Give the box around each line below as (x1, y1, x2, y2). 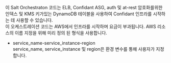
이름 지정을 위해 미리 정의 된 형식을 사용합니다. (14, 30, 107, 36)
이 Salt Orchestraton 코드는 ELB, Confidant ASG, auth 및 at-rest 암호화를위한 (5, 5, 163, 10)
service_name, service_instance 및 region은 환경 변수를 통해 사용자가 (12, 46, 155, 52)
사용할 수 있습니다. (16, 17, 53, 23)
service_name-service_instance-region (12, 40, 95, 46)
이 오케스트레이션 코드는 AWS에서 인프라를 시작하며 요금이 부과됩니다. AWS (5, 23, 157, 29)
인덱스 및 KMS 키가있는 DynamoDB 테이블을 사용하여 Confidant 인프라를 (5, 11, 152, 17)
